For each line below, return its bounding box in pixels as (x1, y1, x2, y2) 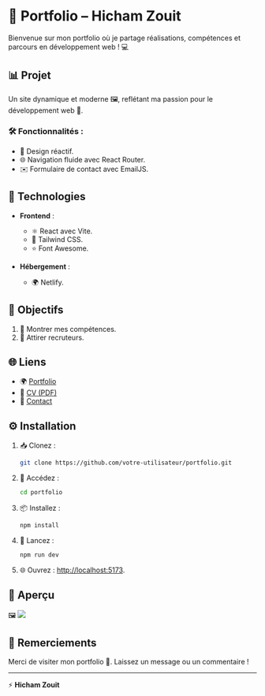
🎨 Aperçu (8, 589, 55, 602)
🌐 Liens (8, 355, 47, 369)
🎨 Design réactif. (19, 147, 74, 156)
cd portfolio (19, 489, 63, 497)
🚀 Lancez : (19, 535, 54, 545)
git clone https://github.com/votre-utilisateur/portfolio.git (19, 459, 233, 467)
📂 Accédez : (19, 473, 59, 483)
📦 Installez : (19, 504, 61, 513)
